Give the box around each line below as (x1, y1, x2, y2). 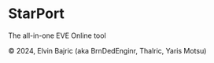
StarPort (8, 5, 65, 23)
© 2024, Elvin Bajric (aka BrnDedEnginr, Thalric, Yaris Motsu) (8, 46, 207, 55)
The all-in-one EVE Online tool (8, 31, 106, 40)
